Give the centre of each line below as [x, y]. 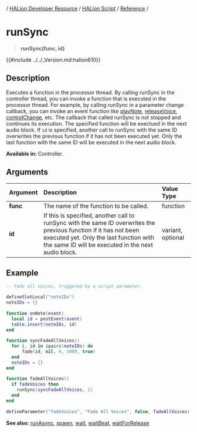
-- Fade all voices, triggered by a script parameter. [74, 286]
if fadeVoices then [35, 384]
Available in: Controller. [35, 153]
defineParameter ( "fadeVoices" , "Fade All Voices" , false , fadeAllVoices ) [98, 411]
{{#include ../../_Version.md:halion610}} [53, 60]
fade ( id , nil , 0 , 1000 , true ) [58, 352]
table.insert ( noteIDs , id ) [44, 324]
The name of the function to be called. [96, 206]
